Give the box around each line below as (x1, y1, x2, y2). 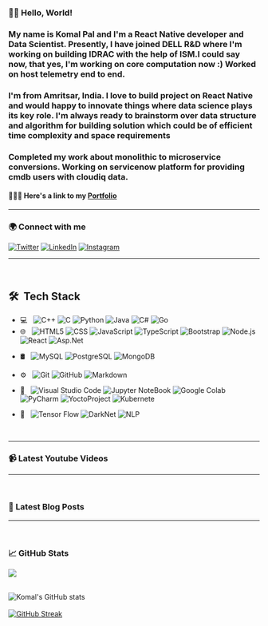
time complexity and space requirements (8, 129, 171, 141)
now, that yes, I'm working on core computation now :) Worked (8, 58, 257, 69)
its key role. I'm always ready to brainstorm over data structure (8, 109, 257, 121)
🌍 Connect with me (8, 221, 86, 232)
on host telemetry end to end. (8, 68, 125, 79)
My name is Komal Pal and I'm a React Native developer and (8, 28, 245, 39)
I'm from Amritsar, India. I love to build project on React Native (8, 89, 254, 101)
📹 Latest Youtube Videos (8, 453, 108, 464)
